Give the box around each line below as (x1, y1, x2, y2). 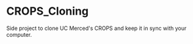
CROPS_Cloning (6, 4, 89, 18)
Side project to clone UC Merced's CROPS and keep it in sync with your (6, 24, 187, 32)
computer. (6, 31, 32, 38)
